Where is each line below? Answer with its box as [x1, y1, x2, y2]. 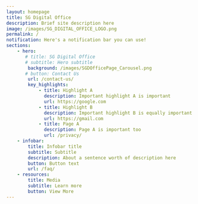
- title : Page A [38, 121, 79, 127]
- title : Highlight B [38, 104, 93, 110]
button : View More [28, 188, 74, 194]
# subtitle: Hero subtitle [25, 59, 93, 65]
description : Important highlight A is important [44, 93, 171, 99]
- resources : [17, 171, 50, 178]
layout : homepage [6, 8, 50, 15]
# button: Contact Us [25, 71, 79, 77]
